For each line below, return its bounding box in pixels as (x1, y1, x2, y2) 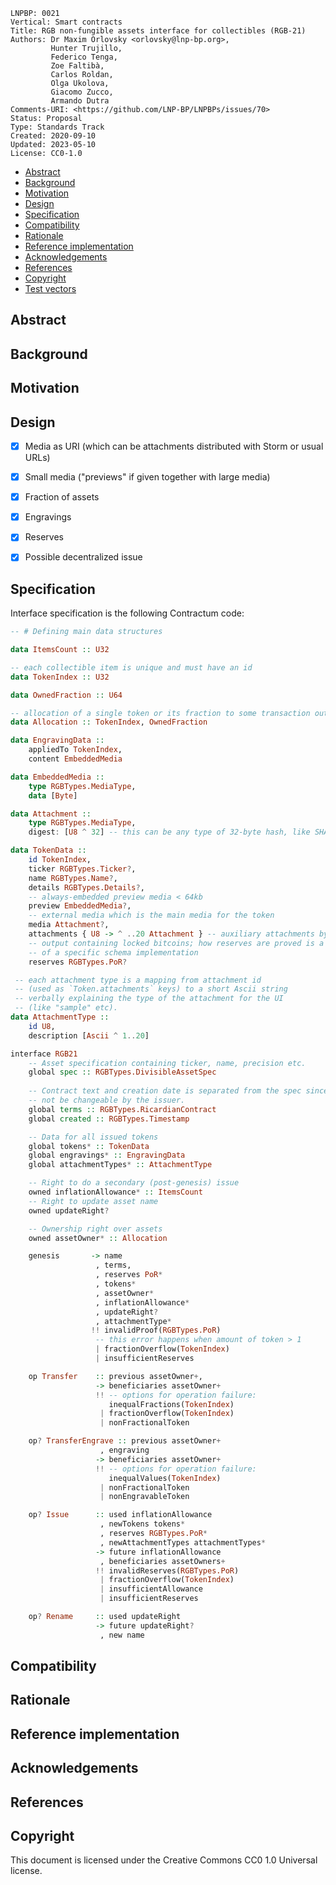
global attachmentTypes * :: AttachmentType (28, 1160, 213, 1170)
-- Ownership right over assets (28, 1224, 163, 1234)
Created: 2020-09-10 (10, 131, 97, 141)
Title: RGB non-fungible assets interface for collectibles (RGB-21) (10, 26, 307, 36)
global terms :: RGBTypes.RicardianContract (28, 1104, 217, 1114)
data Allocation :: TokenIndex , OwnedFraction (10, 717, 208, 728)
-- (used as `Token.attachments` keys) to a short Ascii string (14, 984, 288, 994)
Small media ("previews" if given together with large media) (24, 471, 271, 483)
